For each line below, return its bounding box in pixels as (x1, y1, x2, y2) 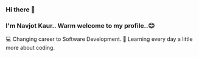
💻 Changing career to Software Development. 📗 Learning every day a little (5, 35, 193, 43)
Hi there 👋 (5, 5, 36, 14)
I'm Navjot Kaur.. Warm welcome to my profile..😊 (5, 21, 155, 29)
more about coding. (5, 44, 55, 52)
